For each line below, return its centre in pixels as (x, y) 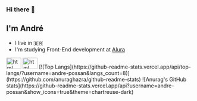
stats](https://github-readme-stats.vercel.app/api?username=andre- (90, 86)
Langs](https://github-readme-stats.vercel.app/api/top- (123, 67)
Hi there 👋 (21, 9)
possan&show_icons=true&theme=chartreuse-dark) (70, 92)
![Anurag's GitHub (164, 79)
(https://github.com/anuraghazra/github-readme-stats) (74, 79)
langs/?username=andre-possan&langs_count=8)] (68, 73)
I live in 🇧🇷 (29, 43)
